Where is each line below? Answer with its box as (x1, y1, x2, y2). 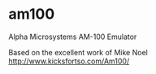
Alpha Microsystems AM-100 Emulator (8, 32, 137, 41)
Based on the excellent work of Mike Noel (8, 47, 148, 57)
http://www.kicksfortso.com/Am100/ (8, 56, 130, 66)
